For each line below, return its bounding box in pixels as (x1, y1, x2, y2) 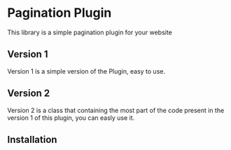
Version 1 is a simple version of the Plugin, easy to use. (7, 67, 166, 75)
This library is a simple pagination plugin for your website (7, 28, 173, 36)
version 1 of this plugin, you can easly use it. (7, 114, 135, 122)
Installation (7, 133, 57, 145)
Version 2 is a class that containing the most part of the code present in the (7, 106, 225, 114)
